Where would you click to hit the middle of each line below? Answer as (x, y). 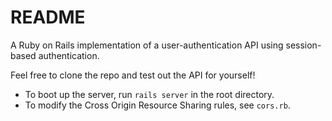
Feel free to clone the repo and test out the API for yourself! (133, 75)
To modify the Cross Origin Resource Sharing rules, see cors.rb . (157, 105)
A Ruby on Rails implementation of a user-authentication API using (147, 45)
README (48, 17)
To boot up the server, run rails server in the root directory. (149, 94)
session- (303, 45)
